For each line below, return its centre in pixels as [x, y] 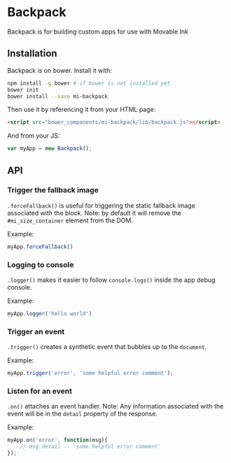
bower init [23, 90]
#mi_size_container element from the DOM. [70, 220]
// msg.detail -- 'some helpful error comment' [90, 447]
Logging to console [41, 264]
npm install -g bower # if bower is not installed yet [89, 83]
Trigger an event [36, 332]
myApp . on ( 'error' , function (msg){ [58, 440]
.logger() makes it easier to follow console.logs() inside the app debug [111, 280]
